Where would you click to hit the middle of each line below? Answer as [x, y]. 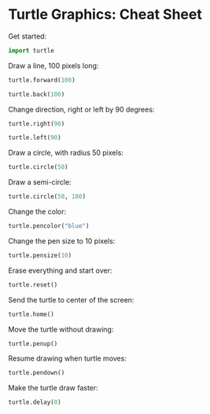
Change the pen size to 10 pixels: [62, 240]
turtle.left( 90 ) [35, 138]
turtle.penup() [33, 343]
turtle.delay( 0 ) [35, 402]
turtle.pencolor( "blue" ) [49, 226]
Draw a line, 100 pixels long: [53, 65]
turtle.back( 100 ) [37, 94]
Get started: [28, 36]
